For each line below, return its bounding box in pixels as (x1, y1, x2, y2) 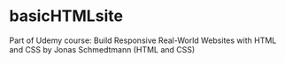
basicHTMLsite (9, 6, 124, 26)
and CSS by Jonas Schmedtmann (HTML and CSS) (9, 44, 196, 54)
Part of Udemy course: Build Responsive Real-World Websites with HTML (9, 35, 277, 45)
